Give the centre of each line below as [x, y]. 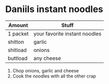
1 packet [18, 34]
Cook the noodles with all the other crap [54, 76]
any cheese [47, 58]
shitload [17, 50]
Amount [18, 25]
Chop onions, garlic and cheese [46, 70]
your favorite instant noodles [68, 34]
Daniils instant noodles [54, 9]
